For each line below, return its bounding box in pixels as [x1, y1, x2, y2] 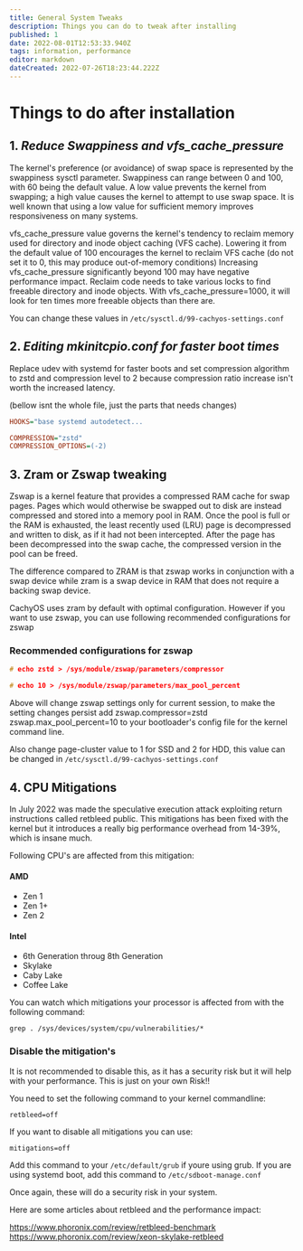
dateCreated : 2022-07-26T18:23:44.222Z [9, 64, 160, 73]
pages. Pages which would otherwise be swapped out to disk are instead [9, 501, 282, 512]
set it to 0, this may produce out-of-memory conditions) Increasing [9, 257, 259, 268]
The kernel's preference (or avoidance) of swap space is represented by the [9, 162, 294, 173]
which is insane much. [9, 832, 93, 843]
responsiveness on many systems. [9, 210, 138, 221]
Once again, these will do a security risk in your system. [9, 1186, 218, 1198]
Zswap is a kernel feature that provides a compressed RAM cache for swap [9, 491, 290, 502]
